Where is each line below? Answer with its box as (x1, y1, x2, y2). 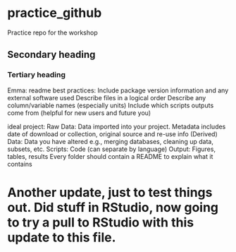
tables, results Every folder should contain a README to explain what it (7, 152, 213, 160)
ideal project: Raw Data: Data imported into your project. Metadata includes (7, 122, 226, 131)
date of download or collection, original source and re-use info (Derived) (7, 129, 218, 138)
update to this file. (7, 229, 116, 245)
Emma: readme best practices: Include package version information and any (7, 86, 229, 95)
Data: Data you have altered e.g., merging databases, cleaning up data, (7, 137, 213, 145)
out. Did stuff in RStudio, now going (7, 199, 219, 215)
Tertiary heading (7, 70, 66, 80)
